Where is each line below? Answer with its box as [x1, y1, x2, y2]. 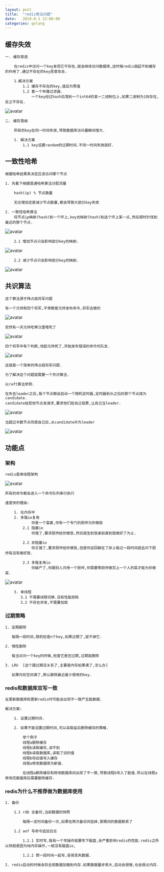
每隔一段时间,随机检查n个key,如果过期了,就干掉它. [11, 634, 102, 639]
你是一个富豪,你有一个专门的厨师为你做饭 [31, 520, 103, 525]
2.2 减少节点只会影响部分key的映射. [14, 258, 79, 263]
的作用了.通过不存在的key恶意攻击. [5, 69, 68, 74]
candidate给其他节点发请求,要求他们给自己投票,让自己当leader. [5, 401, 121, 406]
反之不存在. [5, 100, 26, 104]
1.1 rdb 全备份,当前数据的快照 [14, 810, 70, 815]
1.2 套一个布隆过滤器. [23, 89, 63, 94]
